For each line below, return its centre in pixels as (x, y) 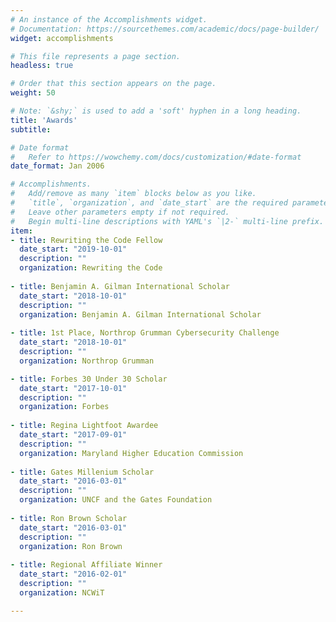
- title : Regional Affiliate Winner (86, 565)
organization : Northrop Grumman (87, 361)
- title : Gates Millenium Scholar (82, 472)
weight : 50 (33, 93)
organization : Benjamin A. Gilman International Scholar (140, 314)
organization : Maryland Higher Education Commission (131, 453)
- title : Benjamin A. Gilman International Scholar (120, 286)
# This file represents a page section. (96, 56)
